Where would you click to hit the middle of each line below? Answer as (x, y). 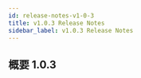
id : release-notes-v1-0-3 (51, 16)
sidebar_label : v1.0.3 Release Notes (71, 30)
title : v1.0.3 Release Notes (57, 23)
